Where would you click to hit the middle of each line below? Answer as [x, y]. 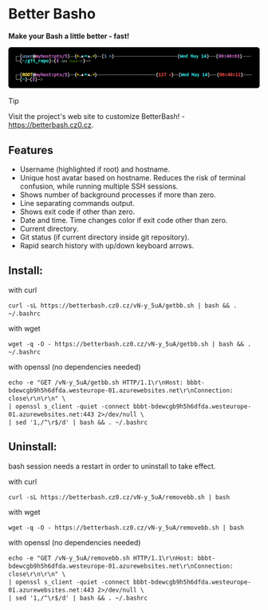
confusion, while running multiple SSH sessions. [99, 186]
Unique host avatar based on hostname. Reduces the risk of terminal [132, 178]
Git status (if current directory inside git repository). [104, 237]
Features [31, 150]
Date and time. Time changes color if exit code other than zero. [124, 220]
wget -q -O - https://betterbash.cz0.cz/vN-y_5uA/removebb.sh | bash [126, 528]
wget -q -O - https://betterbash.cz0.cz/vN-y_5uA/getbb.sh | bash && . [130, 344]
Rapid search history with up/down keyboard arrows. [107, 246]
